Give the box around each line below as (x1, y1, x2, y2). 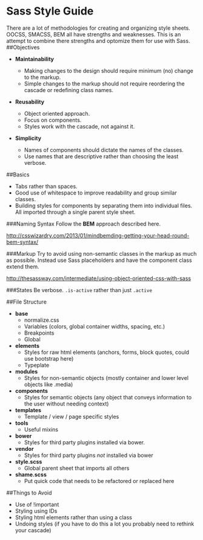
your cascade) (15, 526, 52, 534)
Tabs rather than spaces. (15, 182, 78, 190)
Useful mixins (24, 425, 59, 433)
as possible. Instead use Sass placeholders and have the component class (6, 256, 192, 264)
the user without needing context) (24, 400, 109, 407)
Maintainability (15, 55, 55, 62)
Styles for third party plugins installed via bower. (24, 438, 145, 446)
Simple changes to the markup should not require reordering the (24, 80, 185, 87)
